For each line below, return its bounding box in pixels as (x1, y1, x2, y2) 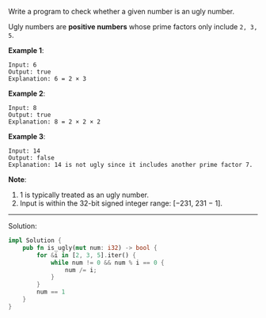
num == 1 (36, 288, 66, 296)
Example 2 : (8, 89, 46, 98)
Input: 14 (8, 147, 41, 155)
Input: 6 (8, 61, 37, 69)
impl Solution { (8, 237, 62, 244)
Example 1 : (8, 46, 44, 55)
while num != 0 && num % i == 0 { (50, 259, 165, 267)
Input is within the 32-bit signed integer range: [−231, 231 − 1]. (19, 199, 223, 208)
